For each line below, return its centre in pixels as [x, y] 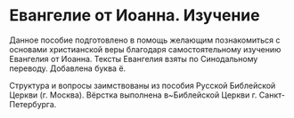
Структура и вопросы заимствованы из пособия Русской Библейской [143, 85]
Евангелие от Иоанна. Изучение [135, 16]
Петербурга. [33, 104]
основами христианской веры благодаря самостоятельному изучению [145, 49]
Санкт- [272, 95]
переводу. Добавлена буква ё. [68, 68]
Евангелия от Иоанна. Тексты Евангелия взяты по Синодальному [134, 59]
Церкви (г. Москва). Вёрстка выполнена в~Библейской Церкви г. [133, 95]
